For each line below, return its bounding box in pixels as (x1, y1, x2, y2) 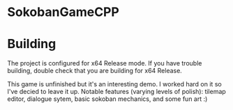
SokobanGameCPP (7, 4, 120, 20)
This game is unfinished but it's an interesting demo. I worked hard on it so (7, 80, 222, 88)
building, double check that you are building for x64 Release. (7, 67, 183, 75)
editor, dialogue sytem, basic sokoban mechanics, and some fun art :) (7, 95, 208, 103)
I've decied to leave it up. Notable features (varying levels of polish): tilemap (7, 88, 227, 96)
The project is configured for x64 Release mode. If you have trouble (7, 59, 202, 68)
